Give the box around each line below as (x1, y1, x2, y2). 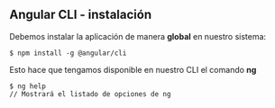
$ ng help (9, 81, 47, 91)
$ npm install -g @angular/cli (9, 49, 127, 58)
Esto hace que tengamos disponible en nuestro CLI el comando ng (9, 64, 257, 75)
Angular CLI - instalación (9, 7, 151, 22)
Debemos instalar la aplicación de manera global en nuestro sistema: (9, 31, 267, 41)
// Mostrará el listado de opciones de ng (9, 89, 171, 98)
